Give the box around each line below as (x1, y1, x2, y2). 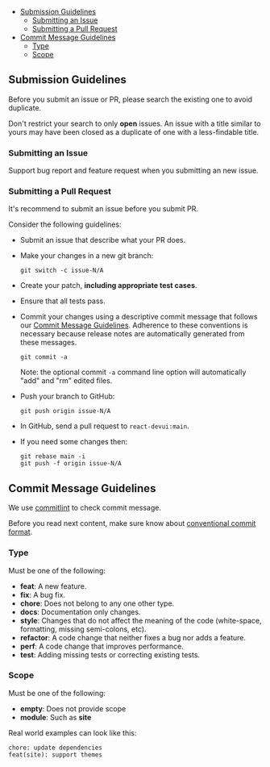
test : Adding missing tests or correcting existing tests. (19, 649, 200, 660)
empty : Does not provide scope (19, 703, 127, 713)
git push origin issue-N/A (19, 407, 111, 415)
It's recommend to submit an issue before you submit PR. (8, 204, 199, 214)
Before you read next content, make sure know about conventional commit (8, 519, 256, 528)
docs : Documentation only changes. (19, 607, 141, 616)
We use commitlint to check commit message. (8, 503, 161, 513)
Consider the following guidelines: (8, 219, 122, 229)
